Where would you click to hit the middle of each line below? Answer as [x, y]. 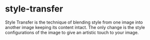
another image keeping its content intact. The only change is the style [75, 27]
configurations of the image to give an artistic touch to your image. [72, 32]
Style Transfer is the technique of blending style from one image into [74, 22]
